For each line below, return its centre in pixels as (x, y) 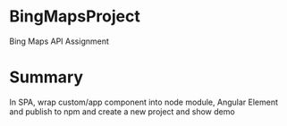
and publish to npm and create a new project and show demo (122, 111)
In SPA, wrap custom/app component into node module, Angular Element (144, 102)
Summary (46, 77)
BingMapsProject (75, 17)
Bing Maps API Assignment (59, 41)
